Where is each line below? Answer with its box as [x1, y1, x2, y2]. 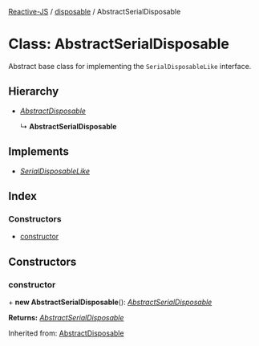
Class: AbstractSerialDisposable [8, 35, 230, 53]
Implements [8, 145, 70, 159]
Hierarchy [8, 84, 59, 99]
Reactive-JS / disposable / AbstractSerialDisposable [8, 7, 181, 16]
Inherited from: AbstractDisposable [8, 328, 124, 338]
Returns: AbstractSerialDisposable [8, 312, 124, 322]
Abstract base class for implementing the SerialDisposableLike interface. [8, 61, 252, 71]
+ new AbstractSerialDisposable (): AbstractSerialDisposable [8, 297, 212, 307]
